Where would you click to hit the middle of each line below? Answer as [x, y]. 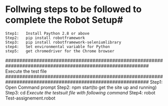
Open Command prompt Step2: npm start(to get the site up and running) [81, 87]
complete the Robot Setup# [64, 20]
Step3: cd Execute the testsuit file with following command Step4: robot [80, 92]
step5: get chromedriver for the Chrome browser [60, 51]
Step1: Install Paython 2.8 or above [47, 33]
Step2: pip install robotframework [45, 38]
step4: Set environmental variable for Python [58, 46]
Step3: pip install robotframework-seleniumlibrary [63, 42]
